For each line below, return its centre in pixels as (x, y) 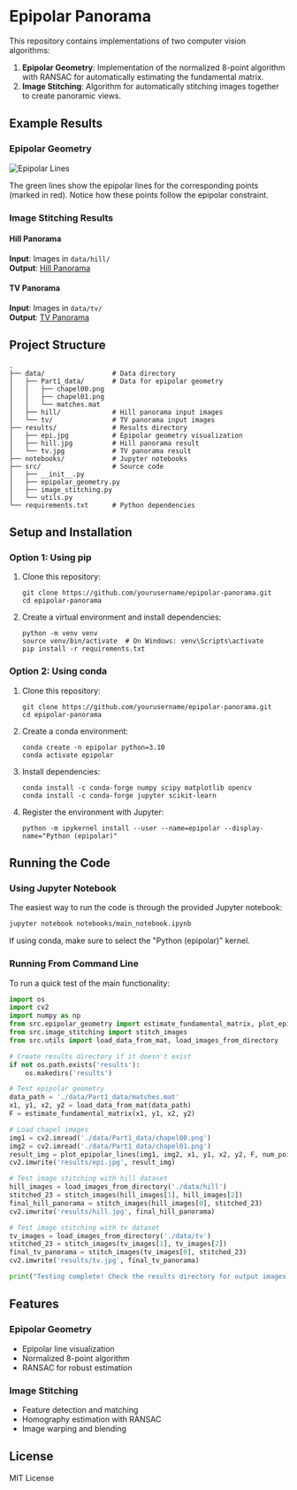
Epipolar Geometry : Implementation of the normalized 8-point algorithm (153, 67)
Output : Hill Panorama (50, 268)
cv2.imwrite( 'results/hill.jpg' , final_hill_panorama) (112, 1212)
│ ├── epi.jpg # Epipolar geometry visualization (126, 435)
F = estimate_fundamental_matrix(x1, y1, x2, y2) (103, 1114)
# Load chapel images (49, 1129)
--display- (244, 828)
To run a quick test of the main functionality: (90, 983)
